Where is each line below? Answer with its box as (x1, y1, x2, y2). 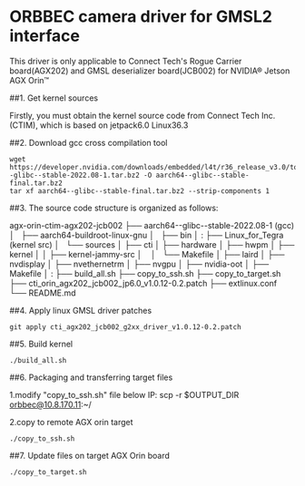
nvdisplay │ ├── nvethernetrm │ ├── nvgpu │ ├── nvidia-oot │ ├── (9, 258, 270, 269)
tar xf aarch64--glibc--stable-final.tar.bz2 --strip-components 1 (9, 186, 271, 196)
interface (9, 25, 80, 46)
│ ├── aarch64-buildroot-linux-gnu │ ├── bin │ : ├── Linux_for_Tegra (9, 229, 284, 240)
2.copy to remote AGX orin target (9, 416, 133, 427)
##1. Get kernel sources (9, 92, 98, 103)
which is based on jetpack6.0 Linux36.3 (39, 120, 189, 131)
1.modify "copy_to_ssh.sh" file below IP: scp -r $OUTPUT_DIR (9, 389, 240, 400)
